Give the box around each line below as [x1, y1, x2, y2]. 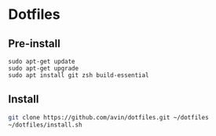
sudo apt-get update [8, 57, 76, 65]
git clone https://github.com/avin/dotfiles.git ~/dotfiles [8, 113, 210, 121]
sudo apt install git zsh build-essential [8, 72, 149, 79]
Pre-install [8, 37, 60, 50]
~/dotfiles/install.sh [8, 120, 82, 129]
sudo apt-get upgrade [8, 64, 79, 72]
